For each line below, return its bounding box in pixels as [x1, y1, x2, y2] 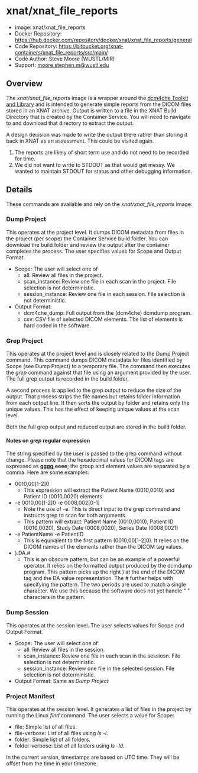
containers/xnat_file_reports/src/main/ [14, 49, 108, 56]
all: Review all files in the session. [23, 646, 105, 653]
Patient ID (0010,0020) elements [23, 493, 103, 500]
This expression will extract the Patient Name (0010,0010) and [23, 487, 175, 494]
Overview [6, 79, 43, 89]
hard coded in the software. [23, 321, 92, 329]
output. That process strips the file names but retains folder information [6, 393, 180, 400]
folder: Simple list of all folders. [14, 736, 90, 743]
